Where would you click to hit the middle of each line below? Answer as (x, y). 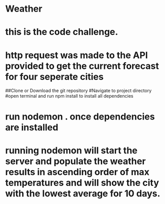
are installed (32, 127)
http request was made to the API (77, 55)
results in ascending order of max (77, 172)
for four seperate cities (54, 77)
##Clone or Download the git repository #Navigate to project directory (78, 91)
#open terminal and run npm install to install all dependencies (69, 96)
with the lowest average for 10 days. (83, 193)
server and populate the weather (75, 161)
